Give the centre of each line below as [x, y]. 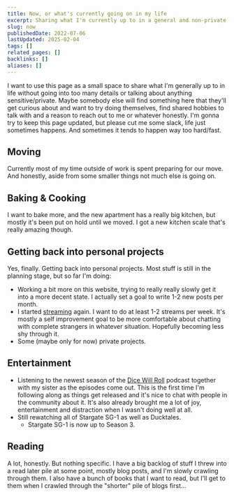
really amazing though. [40, 230]
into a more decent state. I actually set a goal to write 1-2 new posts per [120, 297]
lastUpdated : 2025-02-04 [43, 40]
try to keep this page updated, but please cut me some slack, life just [107, 122]
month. [28, 304]
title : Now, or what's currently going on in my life [87, 14]
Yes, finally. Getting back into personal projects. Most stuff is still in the [109, 269]
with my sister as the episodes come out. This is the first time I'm [111, 387]
